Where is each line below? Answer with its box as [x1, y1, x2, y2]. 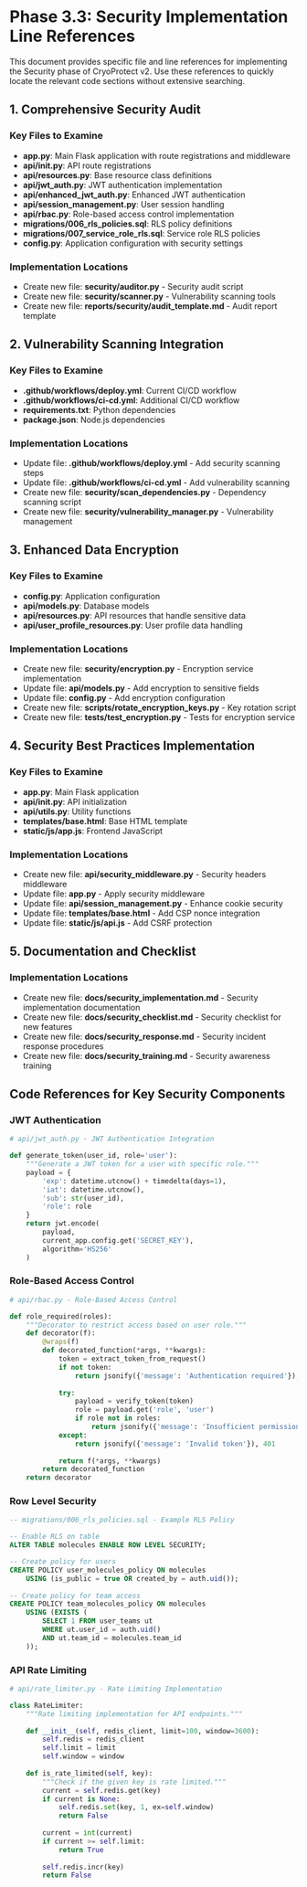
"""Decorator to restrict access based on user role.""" [26, 1320, 248, 1330]
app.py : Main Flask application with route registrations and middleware [22, 150, 291, 161]
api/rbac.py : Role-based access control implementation [22, 208, 235, 219]
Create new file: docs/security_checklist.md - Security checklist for [22, 1012, 281, 1023]
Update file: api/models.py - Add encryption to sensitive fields [22, 683, 260, 694]
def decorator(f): [26, 1329, 96, 1338]
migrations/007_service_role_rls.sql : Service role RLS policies [22, 228, 260, 239]
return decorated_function [42, 1465, 145, 1474]
